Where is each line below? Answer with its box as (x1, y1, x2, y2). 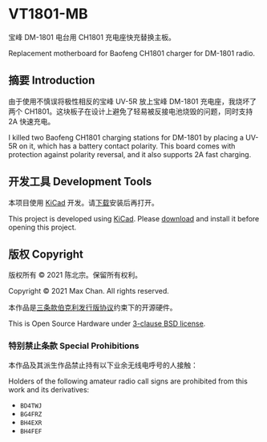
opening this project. (8, 222, 77, 232)
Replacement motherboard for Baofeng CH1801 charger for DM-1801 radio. (8, 48, 255, 58)
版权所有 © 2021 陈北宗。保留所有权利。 (8, 270, 143, 280)
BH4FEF (19, 427, 42, 436)
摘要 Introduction (8, 74, 95, 87)
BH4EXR (19, 419, 42, 427)
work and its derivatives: (8, 384, 90, 394)
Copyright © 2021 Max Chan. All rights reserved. (8, 286, 170, 296)
